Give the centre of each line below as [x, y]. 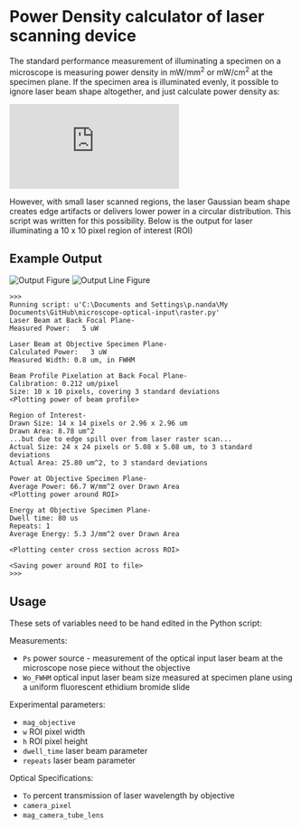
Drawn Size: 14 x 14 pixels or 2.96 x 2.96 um [99, 424]
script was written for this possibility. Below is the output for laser [131, 221]
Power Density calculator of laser [137, 17]
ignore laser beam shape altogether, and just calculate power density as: [145, 91]
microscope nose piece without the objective [106, 668]
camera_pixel [47, 806]
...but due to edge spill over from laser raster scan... [121, 439]
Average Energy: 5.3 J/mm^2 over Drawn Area [94, 534]
